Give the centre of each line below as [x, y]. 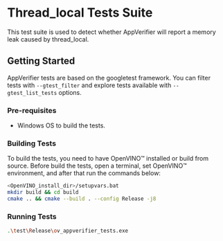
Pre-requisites [32, 110]
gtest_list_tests [32, 93]
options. [70, 92]
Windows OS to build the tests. [61, 125]
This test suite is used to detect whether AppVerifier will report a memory [111, 32]
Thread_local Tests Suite [80, 13]
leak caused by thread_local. [48, 39]
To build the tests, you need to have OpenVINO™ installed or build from [108, 159]
